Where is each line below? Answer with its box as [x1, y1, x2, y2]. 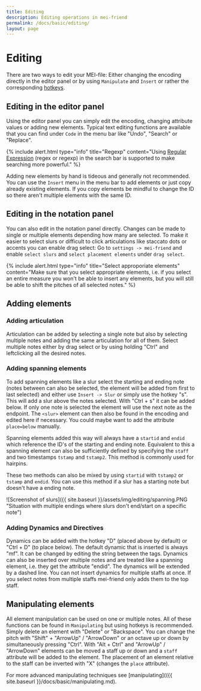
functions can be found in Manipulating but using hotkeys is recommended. [6, 621, 193, 629]
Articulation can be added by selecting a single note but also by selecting [6, 330, 188, 337]
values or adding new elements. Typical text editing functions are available [6, 124, 191, 131]
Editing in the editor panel [6, 101, 104, 112]
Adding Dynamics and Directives [6, 524, 104, 532]
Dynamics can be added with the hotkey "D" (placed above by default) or [6, 537, 188, 545]
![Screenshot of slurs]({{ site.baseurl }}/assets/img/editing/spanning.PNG [6, 496, 188, 503]
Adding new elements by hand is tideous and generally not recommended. [6, 172, 190, 180]
